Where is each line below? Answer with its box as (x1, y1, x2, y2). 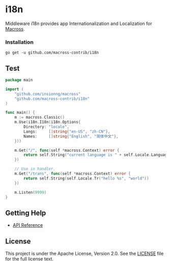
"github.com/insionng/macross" (14, 91, 81, 96)
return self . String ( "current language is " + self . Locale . (23, 152, 152, 157)
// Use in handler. (14, 167, 56, 172)
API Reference (12, 222, 43, 228)
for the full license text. (5, 256, 54, 262)
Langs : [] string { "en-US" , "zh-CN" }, (23, 129, 110, 134)
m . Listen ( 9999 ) (14, 190, 47, 195)
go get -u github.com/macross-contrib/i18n (5, 50, 99, 56)
